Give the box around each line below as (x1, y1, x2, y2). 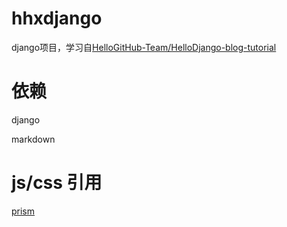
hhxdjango (11, 7, 103, 30)
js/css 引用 (11, 172, 103, 194)
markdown (11, 133, 56, 145)
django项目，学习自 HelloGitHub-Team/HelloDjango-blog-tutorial (11, 41, 277, 53)
